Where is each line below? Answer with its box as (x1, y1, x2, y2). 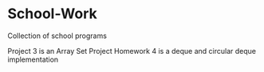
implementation (7, 55, 59, 64)
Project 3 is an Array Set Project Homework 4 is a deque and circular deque (7, 46, 257, 55)
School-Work (7, 5, 97, 23)
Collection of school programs (7, 31, 107, 40)
